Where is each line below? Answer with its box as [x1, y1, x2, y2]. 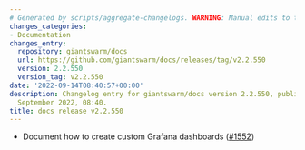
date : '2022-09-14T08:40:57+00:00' [9, 81, 144, 90]
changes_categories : [9, 22, 88, 31]
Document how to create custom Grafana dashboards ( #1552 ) [22, 131, 255, 142]
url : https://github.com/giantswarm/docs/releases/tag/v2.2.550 [17, 55, 266, 65]
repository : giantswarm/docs [17, 47, 128, 56]
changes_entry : [9, 38, 67, 48]
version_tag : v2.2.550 [17, 73, 103, 82]
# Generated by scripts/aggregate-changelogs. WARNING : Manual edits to [9, 13, 290, 23]
